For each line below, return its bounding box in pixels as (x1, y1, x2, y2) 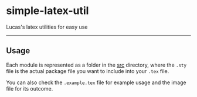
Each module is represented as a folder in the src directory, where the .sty (6, 61, 186, 68)
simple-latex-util (6, 4, 89, 18)
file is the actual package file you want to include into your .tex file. (6, 67, 169, 74)
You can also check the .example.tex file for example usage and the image (6, 79, 186, 86)
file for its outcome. (6, 85, 53, 92)
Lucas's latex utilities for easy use (6, 23, 88, 30)
